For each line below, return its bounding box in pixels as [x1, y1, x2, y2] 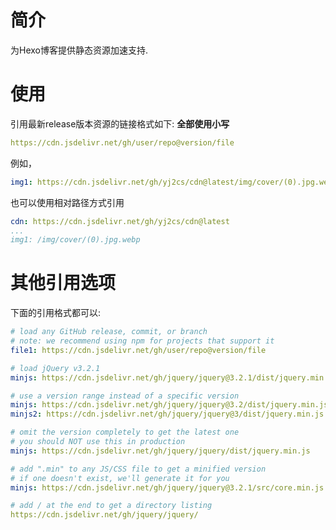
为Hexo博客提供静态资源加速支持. [10, 44, 149, 56]
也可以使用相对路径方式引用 [10, 196, 125, 208]
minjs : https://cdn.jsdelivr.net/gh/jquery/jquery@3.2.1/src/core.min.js [10, 482, 325, 493]
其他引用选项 [10, 272, 117, 295]
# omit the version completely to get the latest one [10, 427, 240, 438]
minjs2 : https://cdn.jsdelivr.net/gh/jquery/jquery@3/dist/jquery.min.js [10, 409, 325, 420]
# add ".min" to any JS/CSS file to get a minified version [10, 464, 267, 474]
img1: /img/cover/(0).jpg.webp [10, 235, 141, 245]
